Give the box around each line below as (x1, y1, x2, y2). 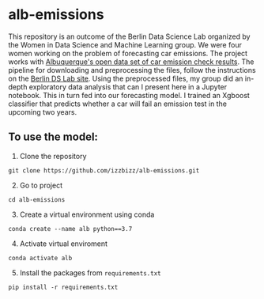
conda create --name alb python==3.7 (8, 225, 133, 233)
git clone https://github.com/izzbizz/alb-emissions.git (8, 166, 200, 175)
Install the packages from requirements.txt (19, 267, 161, 278)
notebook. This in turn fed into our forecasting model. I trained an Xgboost (8, 90, 251, 100)
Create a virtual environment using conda (19, 210, 155, 219)
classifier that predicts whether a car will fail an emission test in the (8, 99, 228, 108)
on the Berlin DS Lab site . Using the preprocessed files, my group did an (8, 74, 243, 83)
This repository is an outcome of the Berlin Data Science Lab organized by (8, 32, 251, 41)
